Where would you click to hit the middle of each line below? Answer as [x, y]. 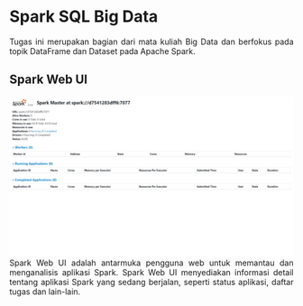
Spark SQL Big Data [84, 17]
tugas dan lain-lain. [45, 292]
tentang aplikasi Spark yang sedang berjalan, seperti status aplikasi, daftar [151, 283]
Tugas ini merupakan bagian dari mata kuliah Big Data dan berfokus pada [151, 42]
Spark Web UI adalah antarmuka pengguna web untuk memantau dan [151, 263]
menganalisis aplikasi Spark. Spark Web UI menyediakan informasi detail [151, 273]
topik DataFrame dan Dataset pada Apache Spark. [102, 51]
